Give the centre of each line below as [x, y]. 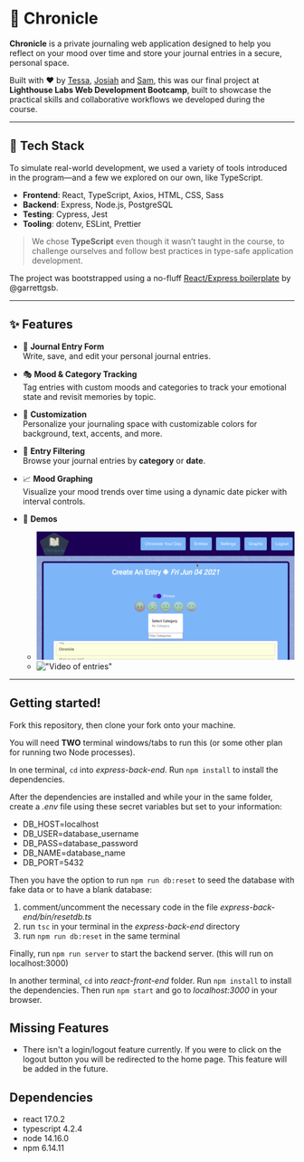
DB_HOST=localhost [61, 824]
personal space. [39, 62]
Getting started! [55, 703]
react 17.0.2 [44, 1119]
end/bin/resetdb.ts [57, 916]
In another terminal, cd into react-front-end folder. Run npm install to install [151, 980]
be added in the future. [65, 1069]
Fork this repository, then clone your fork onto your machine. [123, 725]
